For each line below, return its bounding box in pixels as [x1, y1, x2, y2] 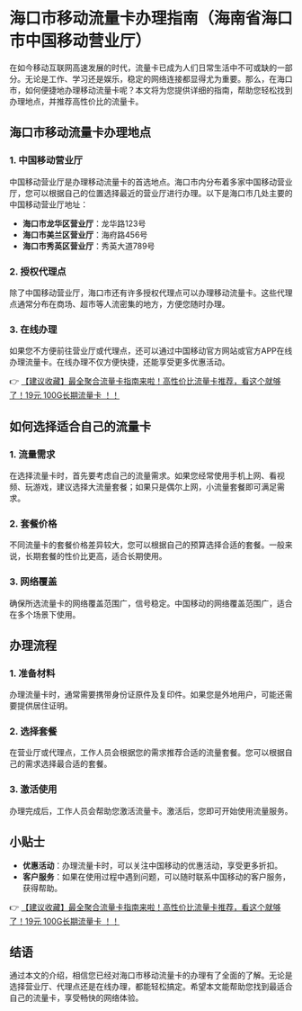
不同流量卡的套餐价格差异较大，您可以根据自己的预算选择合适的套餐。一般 [9, 539, 285, 550]
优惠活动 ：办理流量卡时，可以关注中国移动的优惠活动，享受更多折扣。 [22, 860, 283, 871]
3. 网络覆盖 [9, 575, 58, 588]
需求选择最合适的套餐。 [24, 758, 112, 770]
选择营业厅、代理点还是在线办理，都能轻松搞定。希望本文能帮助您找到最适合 [9, 981, 293, 992]
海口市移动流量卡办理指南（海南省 [9, 8, 262, 29]
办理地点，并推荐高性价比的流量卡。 [9, 95, 144, 106]
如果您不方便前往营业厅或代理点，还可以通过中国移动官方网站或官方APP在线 [9, 346, 293, 357]
